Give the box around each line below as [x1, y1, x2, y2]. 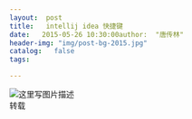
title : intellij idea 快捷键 [9, 22, 124, 31]
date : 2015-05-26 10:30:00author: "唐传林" [9, 30, 184, 39]
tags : [9, 55, 30, 64]
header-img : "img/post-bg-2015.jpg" [9, 38, 148, 48]
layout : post [9, 13, 63, 23]
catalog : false [9, 47, 75, 56]
